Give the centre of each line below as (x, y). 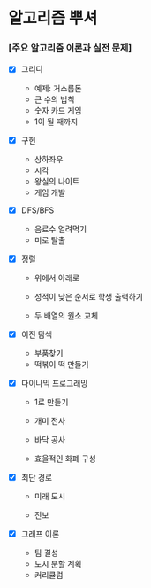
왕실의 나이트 (57, 181)
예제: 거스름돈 (58, 88)
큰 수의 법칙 (54, 99)
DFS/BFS (38, 210)
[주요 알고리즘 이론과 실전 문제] (70, 48)
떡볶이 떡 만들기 (61, 364)
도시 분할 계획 (58, 563)
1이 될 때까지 (56, 122)
